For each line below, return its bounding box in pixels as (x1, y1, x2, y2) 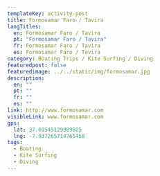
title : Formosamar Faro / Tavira (7, 17, 104, 24)
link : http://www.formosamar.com (7, 107, 104, 114)
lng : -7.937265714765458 (13, 132, 85, 139)
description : (7, 74, 45, 82)
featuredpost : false (7, 62, 67, 69)
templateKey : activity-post (7, 10, 89, 17)
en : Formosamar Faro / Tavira (13, 29, 100, 37)
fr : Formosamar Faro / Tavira (13, 42, 100, 49)
